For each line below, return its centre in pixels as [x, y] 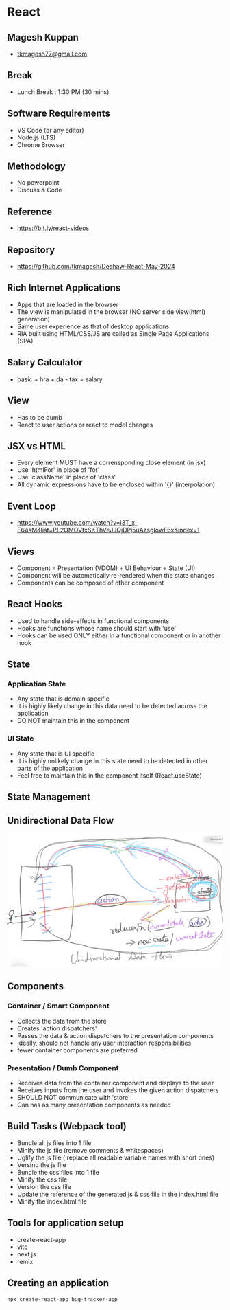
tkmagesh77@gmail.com [52, 54]
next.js [26, 1254]
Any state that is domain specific [63, 699]
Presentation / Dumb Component [63, 1068]
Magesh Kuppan [43, 37]
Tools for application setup [66, 1223]
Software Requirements [59, 114]
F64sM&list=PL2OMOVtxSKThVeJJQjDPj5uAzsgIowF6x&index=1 [108, 530]
